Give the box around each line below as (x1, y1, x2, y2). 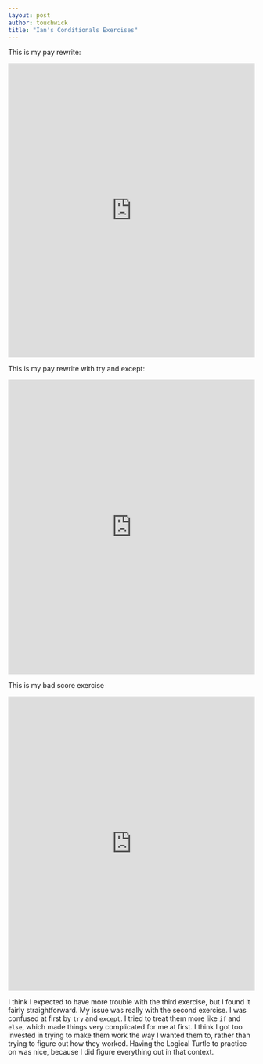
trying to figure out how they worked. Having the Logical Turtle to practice (8, 1039, 247, 1048)
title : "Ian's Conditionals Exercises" (8, 26, 139, 34)
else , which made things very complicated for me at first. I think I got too (8, 1022, 243, 1032)
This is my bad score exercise (8, 681, 104, 690)
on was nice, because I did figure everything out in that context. (8, 1048, 214, 1057)
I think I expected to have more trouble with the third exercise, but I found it (8, 997, 250, 1007)
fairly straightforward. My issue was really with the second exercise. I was (8, 1006, 247, 1015)
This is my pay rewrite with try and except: (8, 364, 146, 374)
